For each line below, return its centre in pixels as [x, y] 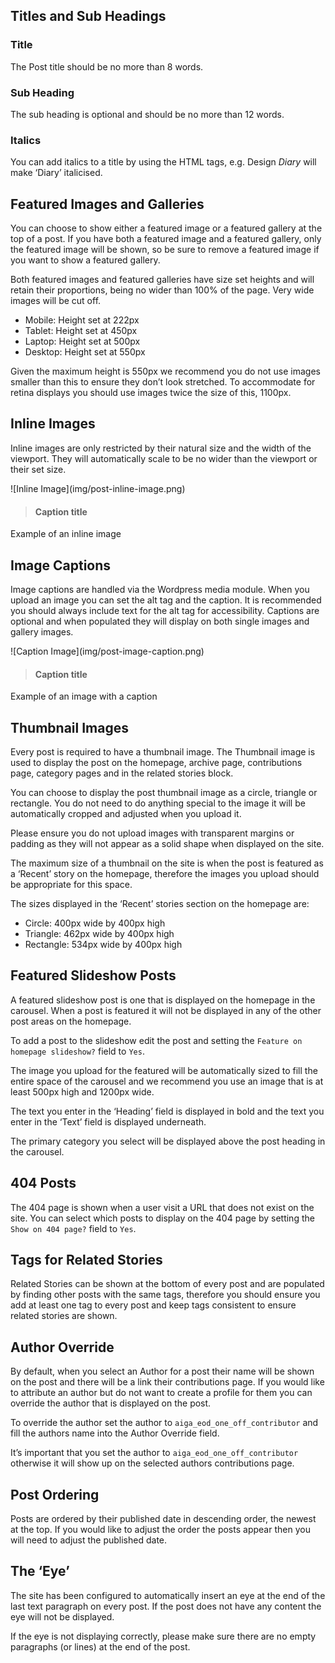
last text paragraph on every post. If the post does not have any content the [166, 1606]
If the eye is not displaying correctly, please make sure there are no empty [163, 1636]
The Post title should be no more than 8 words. [107, 66]
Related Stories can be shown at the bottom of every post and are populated [167, 1284]
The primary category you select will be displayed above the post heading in [168, 1141]
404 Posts [43, 1183]
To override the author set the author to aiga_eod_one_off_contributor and [164, 1423]
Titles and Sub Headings [88, 16]
